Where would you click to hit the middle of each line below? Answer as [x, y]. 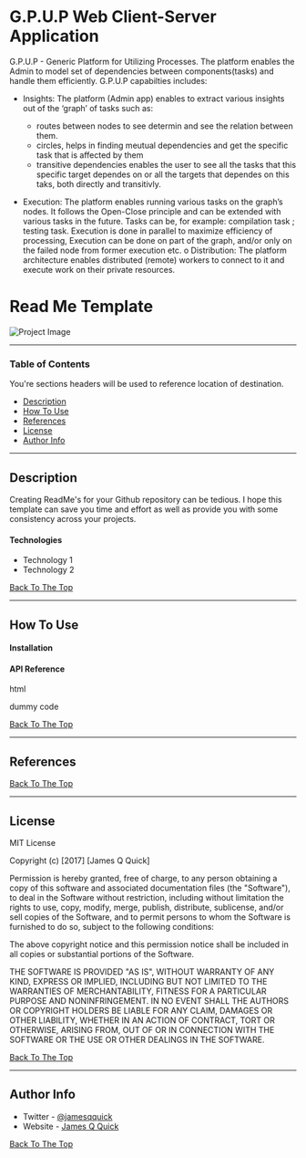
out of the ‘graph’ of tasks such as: [88, 108]
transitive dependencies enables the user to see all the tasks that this [166, 164]
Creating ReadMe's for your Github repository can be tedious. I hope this [146, 499]
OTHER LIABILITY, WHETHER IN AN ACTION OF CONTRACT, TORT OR [142, 1020]
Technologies [36, 539]
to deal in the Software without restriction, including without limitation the [147, 897]
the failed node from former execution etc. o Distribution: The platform [154, 250]
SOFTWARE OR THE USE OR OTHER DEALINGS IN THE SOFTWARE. [137, 1039]
